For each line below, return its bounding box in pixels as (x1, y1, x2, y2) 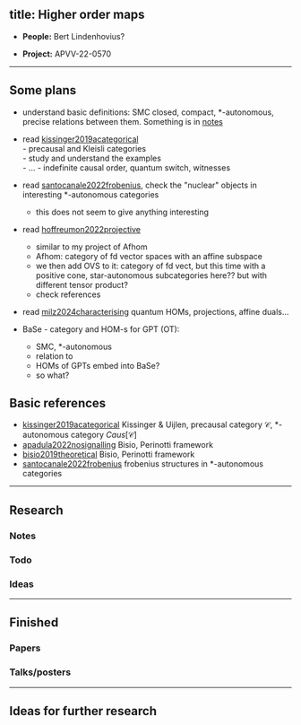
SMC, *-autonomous (35, 341, 112, 352)
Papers (9, 642, 41, 654)
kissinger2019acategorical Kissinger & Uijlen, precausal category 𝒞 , (21, 419, 273, 430)
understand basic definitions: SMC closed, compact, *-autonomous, (21, 107, 275, 118)
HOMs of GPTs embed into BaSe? (35, 360, 160, 371)
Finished (9, 615, 59, 631)
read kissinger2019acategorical (21, 134, 139, 144)
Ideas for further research (9, 703, 158, 719)
